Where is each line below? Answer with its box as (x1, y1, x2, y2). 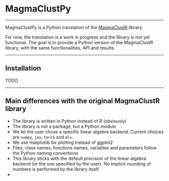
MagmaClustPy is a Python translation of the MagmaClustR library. (5, 24, 143, 30)
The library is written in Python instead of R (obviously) (12, 118, 127, 124)
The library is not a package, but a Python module (12, 123, 117, 129)
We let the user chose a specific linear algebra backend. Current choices (12, 129, 164, 135)
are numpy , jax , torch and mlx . (12, 134, 73, 140)
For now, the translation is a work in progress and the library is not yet (5, 34, 150, 40)
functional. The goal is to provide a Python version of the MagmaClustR (5, 39, 153, 45)
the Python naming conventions (12, 150, 79, 156)
